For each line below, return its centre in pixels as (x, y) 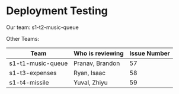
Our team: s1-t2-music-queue (42, 27)
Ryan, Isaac (89, 73)
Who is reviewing (98, 53)
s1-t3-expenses (33, 73)
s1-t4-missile (29, 82)
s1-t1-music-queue (39, 63)
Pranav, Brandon (97, 63)
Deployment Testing (57, 11)
